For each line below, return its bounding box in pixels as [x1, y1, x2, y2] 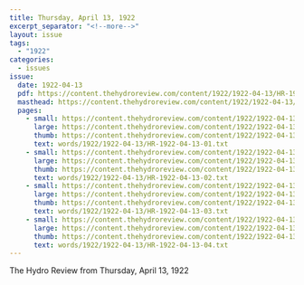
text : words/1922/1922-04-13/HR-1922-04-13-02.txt [33, 173, 229, 182]
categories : [9, 55, 54, 64]
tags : [9, 38, 30, 48]
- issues [17, 64, 51, 73]
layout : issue [9, 30, 63, 39]
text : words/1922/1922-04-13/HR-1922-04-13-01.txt [33, 139, 229, 148]
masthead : [17, 97, 54, 107]
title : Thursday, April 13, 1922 [9, 13, 136, 23]
